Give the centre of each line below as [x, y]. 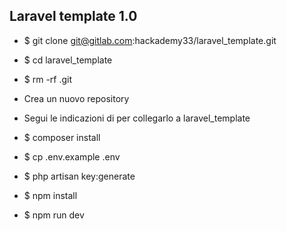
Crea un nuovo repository [76, 98]
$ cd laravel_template [68, 60]
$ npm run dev [54, 215]
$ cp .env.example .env [72, 156]
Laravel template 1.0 [73, 16]
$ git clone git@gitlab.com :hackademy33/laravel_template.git [150, 40]
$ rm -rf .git [48, 79]
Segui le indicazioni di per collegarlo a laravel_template [137, 118]
